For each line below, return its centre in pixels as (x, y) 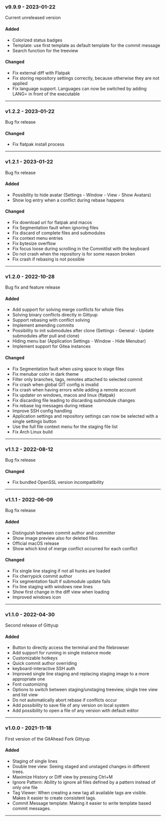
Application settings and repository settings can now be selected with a (85, 416)
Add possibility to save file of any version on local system (71, 705)
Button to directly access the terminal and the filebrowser (71, 648)
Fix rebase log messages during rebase (52, 405)
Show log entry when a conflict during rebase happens (68, 200)
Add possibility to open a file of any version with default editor (76, 711)
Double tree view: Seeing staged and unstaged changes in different (81, 766)
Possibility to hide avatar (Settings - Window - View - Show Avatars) (82, 195)
